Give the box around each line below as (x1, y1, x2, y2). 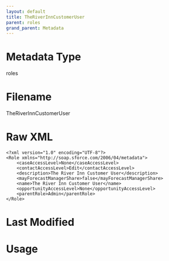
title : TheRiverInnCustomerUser (6, 14, 85, 20)
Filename (6, 91, 52, 103)
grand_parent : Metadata (6, 25, 64, 31)
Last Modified (6, 216, 75, 229)
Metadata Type (6, 51, 81, 63)
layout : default (6, 8, 46, 15)
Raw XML (6, 130, 53, 144)
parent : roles (6, 19, 41, 25)
